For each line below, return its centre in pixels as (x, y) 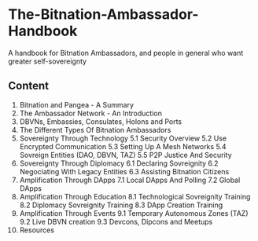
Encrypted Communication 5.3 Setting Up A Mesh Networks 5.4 (123, 146)
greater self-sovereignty (48, 61)
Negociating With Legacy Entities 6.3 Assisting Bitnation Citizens (124, 171)
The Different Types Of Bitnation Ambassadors (95, 130)
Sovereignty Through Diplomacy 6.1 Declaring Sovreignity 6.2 (119, 163)
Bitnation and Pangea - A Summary (77, 104)
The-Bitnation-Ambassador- (103, 15)
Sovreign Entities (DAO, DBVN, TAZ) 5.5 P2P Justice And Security (125, 155)
